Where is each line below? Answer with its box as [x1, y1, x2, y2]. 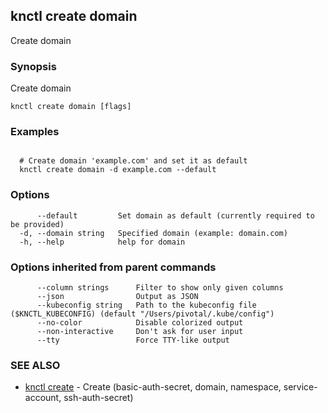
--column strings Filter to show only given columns [36, 283, 284, 293]
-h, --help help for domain [19, 237, 186, 247]
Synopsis [10, 59, 57, 73]
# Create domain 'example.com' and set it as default [19, 156, 248, 166]
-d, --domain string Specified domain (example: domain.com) [19, 228, 288, 238]
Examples [10, 125, 60, 139]
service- [283, 381, 318, 393]
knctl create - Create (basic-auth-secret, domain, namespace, [24, 381, 282, 393]
